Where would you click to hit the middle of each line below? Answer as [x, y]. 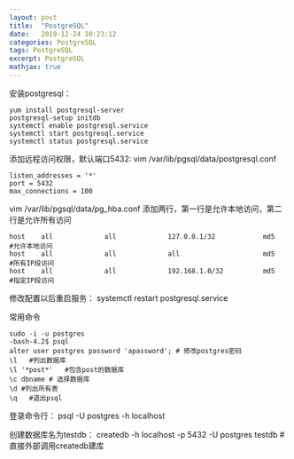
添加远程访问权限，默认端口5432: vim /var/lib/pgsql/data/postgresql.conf [143, 158]
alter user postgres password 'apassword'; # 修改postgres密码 [125, 351]
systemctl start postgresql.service [77, 133]
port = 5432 [31, 183]
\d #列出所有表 [34, 388]
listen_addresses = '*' [53, 175]
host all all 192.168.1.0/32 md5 [142, 271]
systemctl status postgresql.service [79, 141]
